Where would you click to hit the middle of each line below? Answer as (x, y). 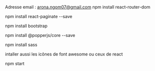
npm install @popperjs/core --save (40, 35)
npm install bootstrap (26, 26)
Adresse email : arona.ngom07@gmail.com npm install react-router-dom (78, 7)
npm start (15, 63)
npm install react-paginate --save (39, 16)
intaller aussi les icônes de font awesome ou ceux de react (64, 54)
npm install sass (21, 45)
